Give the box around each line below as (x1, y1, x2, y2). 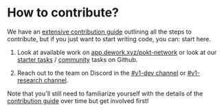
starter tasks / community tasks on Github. (16, 55, 138, 63)
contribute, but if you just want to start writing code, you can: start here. (7, 34, 212, 43)
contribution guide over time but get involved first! (7, 96, 149, 104)
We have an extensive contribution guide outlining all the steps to (7, 27, 192, 36)
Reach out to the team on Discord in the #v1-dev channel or (16, 69, 186, 77)
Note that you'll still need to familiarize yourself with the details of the (7, 89, 203, 98)
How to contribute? (7, 5, 119, 21)
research (16, 76, 43, 84)
